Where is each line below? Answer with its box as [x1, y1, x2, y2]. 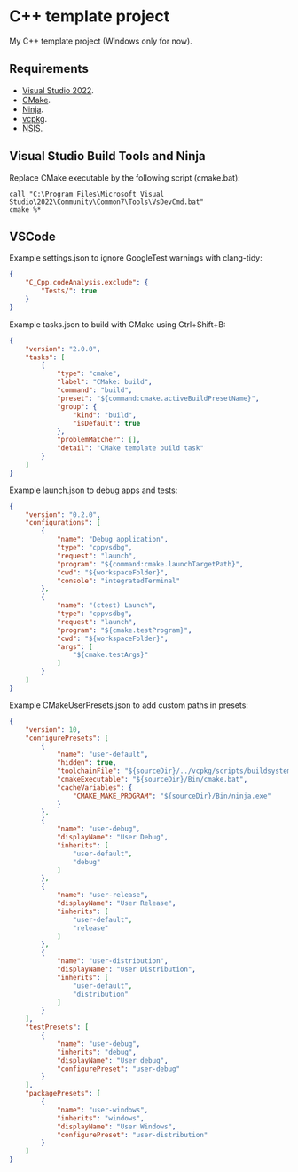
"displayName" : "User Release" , [56, 899, 176, 908]
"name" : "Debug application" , [56, 535, 169, 544]
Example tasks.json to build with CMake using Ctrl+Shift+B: [9, 318, 226, 330]
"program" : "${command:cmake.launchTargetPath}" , [56, 559, 244, 568]
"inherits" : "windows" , [56, 1113, 145, 1122]
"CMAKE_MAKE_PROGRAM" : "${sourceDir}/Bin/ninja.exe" [72, 791, 272, 800]
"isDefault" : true [72, 419, 141, 428]
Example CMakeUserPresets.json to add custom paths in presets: [9, 700, 248, 710]
